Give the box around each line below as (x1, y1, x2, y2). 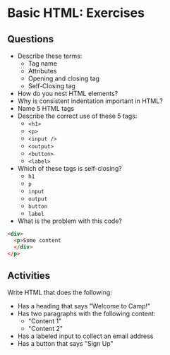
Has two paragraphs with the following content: (17, 309, 156, 318)
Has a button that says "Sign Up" (17, 339, 114, 348)
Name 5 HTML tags (17, 104, 75, 112)
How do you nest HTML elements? (17, 90, 119, 97)
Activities (7, 270, 51, 282)
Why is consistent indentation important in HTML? (17, 97, 164, 105)
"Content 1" (28, 317, 62, 325)
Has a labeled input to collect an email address (17, 332, 154, 340)
